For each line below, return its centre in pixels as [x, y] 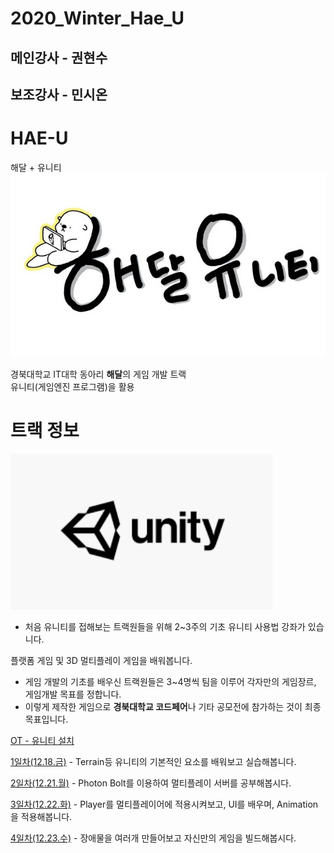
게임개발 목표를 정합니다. [73, 694]
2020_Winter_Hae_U [97, 18]
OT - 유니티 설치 [42, 740]
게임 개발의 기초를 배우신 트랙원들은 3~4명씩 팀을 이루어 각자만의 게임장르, [170, 681]
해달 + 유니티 [36, 167]
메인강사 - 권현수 [59, 57]
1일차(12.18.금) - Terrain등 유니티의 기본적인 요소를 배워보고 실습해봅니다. [153, 761]
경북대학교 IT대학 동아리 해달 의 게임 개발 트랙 [98, 374]
